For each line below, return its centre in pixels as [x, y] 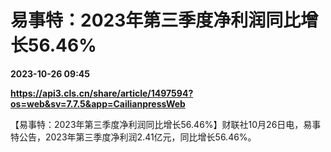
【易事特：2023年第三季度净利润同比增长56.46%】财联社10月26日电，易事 [166, 124]
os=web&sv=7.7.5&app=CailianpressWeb [98, 103]
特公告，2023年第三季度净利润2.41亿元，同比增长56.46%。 [133, 137]
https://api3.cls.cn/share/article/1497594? [102, 93]
